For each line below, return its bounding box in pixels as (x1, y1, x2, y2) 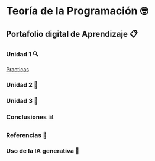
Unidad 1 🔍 (6, 50, 39, 58)
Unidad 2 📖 (6, 80, 38, 89)
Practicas (6, 65, 30, 72)
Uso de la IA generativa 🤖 (6, 147, 80, 155)
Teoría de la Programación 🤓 (6, 4, 148, 18)
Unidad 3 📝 (6, 96, 38, 105)
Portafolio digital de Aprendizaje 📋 (6, 29, 138, 39)
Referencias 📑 (6, 131, 47, 139)
